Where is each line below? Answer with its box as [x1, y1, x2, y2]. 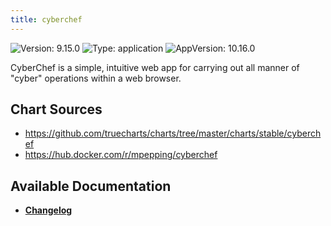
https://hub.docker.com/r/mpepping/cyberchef [24, 149, 218, 161]
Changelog [24, 204, 73, 216]
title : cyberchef [10, 14, 83, 25]
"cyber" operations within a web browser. [10, 72, 182, 84]
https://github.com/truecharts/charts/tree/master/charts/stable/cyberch [24, 127, 322, 140]
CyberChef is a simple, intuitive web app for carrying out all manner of [10, 61, 300, 73]
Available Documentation [10, 177, 172, 195]
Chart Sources [10, 101, 103, 118]
